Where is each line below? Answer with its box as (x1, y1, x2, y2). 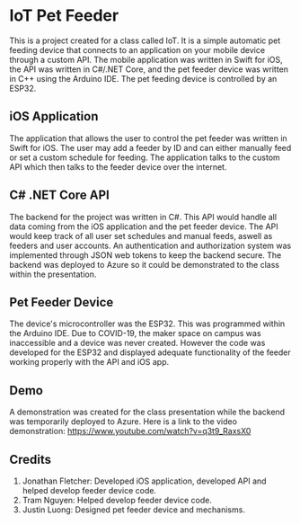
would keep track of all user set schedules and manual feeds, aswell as (9, 230, 273, 241)
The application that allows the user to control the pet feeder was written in (9, 132, 287, 144)
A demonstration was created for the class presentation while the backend (9, 406, 286, 418)
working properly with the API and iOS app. (9, 357, 170, 368)
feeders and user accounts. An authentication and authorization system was (9, 240, 292, 251)
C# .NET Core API (9, 188, 110, 203)
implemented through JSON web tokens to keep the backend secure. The (9, 249, 282, 261)
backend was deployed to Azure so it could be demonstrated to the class (9, 259, 280, 270)
